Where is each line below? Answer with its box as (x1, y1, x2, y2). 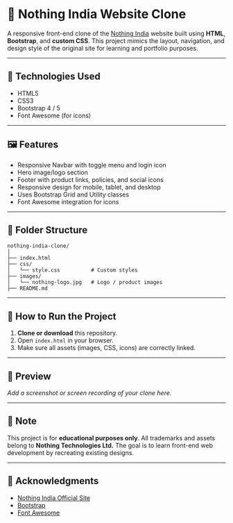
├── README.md (7, 285, 49, 292)
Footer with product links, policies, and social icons (17, 175, 164, 183)
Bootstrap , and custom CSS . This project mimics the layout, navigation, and (7, 36, 225, 44)
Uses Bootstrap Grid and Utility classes (17, 190, 130, 199)
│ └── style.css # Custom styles (7, 267, 138, 274)
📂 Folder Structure (7, 224, 88, 235)
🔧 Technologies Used (7, 71, 101, 83)
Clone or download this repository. (17, 329, 118, 338)
